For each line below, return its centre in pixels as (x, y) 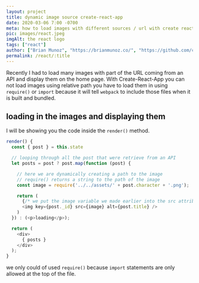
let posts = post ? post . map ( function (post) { (71, 164)
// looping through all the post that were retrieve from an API (94, 158)
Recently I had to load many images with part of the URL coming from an (95, 72)
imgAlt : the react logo (36, 39)
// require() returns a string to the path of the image (89, 179)
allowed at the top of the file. (41, 274)
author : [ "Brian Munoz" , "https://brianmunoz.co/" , (71, 50)
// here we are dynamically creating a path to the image (90, 174)
